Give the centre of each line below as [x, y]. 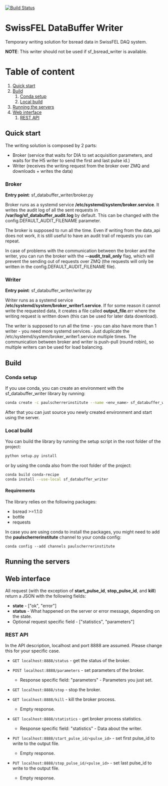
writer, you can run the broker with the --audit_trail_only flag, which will [79, 256]
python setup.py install [31, 456]
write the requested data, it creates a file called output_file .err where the [80, 311]
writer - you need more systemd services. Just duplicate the [67, 331]
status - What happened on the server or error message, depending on [86, 611]
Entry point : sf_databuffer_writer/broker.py [49, 195]
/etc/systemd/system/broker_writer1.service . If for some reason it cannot [83, 306]
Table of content [40, 72]
